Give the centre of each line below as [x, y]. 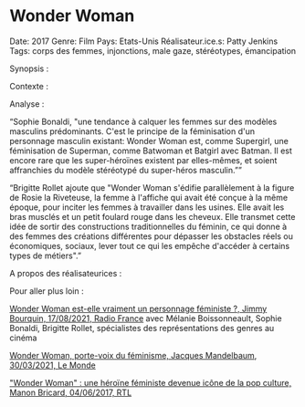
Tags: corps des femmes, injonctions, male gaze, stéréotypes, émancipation [153, 50]
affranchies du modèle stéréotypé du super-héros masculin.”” [126, 170]
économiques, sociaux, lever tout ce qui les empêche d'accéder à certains [150, 245]
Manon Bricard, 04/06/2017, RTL [71, 392]
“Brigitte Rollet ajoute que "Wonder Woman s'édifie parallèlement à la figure [152, 187]
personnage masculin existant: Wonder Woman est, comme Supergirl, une [149, 141]
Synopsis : [29, 68]
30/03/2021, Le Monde [53, 365]
